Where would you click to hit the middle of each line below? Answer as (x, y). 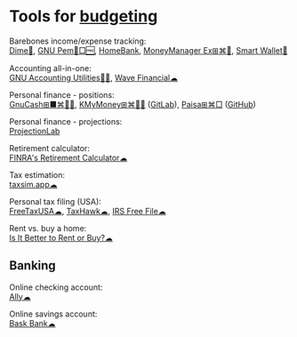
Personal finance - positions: (62, 94)
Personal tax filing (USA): (56, 201)
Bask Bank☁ (32, 323)
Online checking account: (56, 287)
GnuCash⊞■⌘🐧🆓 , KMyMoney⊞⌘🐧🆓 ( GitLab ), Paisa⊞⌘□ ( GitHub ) (132, 104)
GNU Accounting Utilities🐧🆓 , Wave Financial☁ (93, 77)
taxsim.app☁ (33, 184)
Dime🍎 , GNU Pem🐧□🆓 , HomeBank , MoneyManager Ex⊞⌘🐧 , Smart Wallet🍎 (148, 50)
